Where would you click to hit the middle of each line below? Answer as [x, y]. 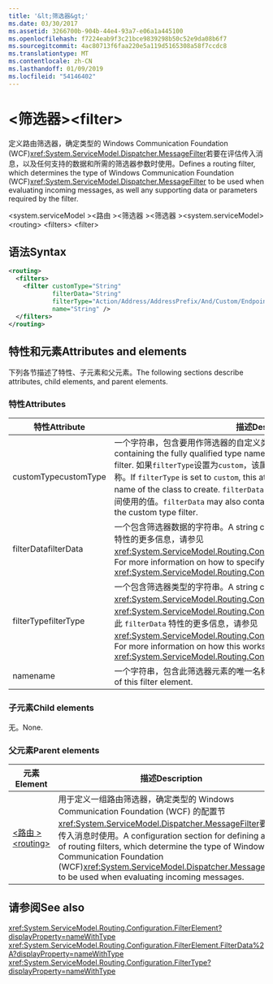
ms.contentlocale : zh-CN [50, 62]
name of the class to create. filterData [189, 490]
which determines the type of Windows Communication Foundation [121, 172]
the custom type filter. [156, 513]
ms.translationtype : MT [49, 54]
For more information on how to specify [189, 562]
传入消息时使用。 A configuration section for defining [158, 836]
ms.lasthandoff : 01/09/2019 [56, 69]
